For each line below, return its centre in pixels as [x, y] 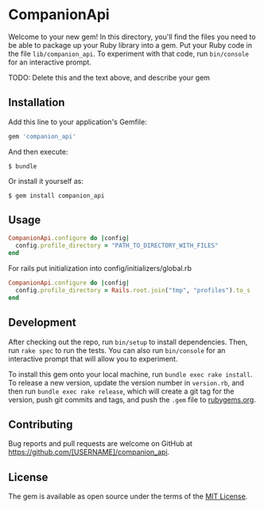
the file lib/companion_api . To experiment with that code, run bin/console [128, 53]
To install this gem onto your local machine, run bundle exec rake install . [130, 374]
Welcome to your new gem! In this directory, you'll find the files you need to [132, 37]
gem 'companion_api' [43, 136]
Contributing [41, 424]
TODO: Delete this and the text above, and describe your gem [109, 77]
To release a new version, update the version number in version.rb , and [126, 382]
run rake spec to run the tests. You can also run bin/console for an [117, 350]
